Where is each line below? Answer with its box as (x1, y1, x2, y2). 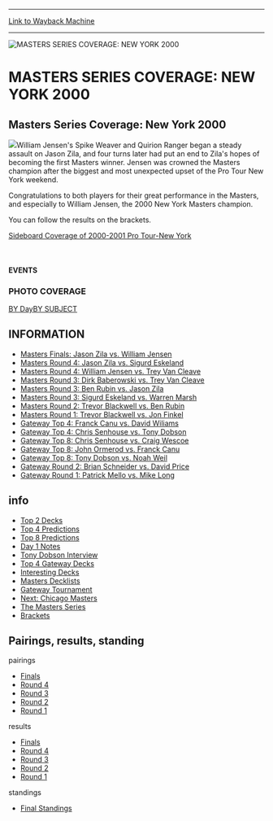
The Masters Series (19, 601, 86, 611)
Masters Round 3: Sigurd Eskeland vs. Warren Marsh (19, 392, 197, 402)
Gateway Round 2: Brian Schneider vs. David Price (19, 461, 189, 471)
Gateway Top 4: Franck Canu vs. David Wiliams (19, 418, 179, 428)
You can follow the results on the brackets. (8, 215, 152, 225)
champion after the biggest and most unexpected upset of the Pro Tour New (8, 166, 264, 176)
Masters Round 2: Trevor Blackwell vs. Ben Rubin (19, 400, 185, 411)
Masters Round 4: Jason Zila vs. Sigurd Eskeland (19, 357, 184, 367)
